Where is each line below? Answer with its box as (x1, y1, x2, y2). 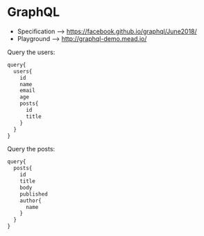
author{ (19, 197, 42, 204)
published (19, 190, 49, 198)
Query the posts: (7, 145, 56, 153)
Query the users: (7, 48, 56, 56)
